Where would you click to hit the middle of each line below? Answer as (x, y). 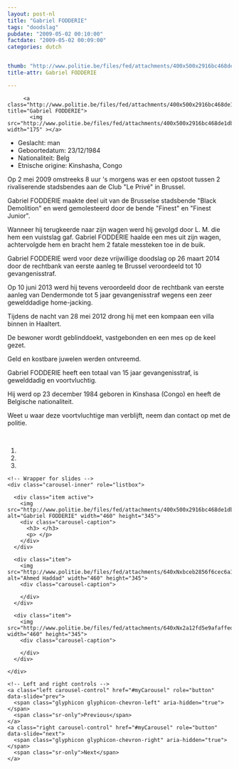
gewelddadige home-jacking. (50, 302)
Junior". (19, 216)
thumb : (17, 66)
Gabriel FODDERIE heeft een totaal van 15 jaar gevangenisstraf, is (103, 372)
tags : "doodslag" (33, 27)
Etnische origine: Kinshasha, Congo (70, 165)
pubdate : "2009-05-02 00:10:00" (55, 34)
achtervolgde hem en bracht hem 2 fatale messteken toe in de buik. (107, 244)
